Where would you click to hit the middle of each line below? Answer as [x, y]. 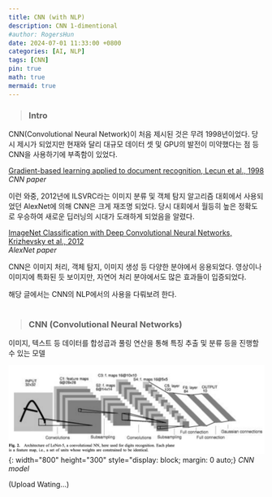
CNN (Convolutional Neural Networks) [105, 324]
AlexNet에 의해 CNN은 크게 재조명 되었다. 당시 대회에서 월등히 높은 [130, 206]
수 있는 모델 [27, 353]
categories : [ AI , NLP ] [47, 52]
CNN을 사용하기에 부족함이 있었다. [63, 154]
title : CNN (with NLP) [47, 17]
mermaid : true [32, 85]
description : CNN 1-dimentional [63, 26]
